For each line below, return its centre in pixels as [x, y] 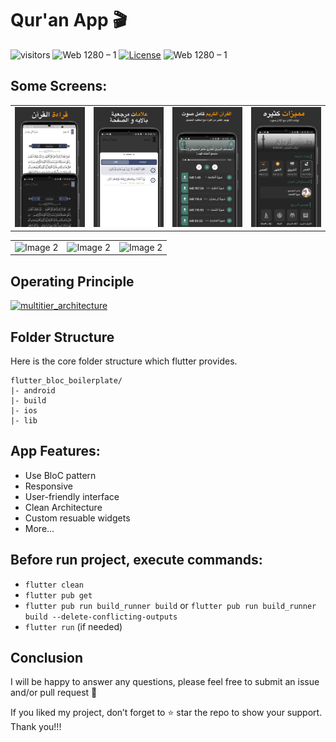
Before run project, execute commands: [136, 560]
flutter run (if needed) [73, 626]
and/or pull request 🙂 [54, 693]
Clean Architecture [63, 507]
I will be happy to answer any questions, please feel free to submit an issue [165, 682]
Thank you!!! [36, 727]
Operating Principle [72, 281]
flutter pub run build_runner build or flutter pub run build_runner [170, 605]
